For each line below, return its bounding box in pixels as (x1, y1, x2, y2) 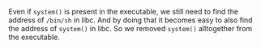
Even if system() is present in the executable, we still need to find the (8, 7, 239, 16)
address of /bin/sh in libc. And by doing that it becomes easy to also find (8, 15, 253, 25)
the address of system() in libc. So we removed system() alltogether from (8, 24, 253, 33)
